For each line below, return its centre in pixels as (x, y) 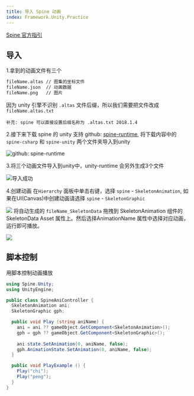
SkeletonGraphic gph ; (38, 311)
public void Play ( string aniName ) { (58, 322)
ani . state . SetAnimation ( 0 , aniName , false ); (72, 344)
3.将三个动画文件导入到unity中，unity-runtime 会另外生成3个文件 (85, 165)
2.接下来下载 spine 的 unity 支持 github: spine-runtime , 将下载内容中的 (91, 134)
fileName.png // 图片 (35, 93)
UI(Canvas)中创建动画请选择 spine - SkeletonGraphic (81, 198)
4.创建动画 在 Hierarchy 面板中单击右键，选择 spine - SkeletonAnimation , (94, 191)
